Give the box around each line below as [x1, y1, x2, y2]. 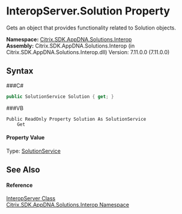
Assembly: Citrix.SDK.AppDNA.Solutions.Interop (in [6, 42, 135, 49]
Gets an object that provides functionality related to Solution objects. [6, 24, 176, 31]
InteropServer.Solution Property [6, 4, 170, 18]
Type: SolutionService [6, 147, 61, 154]
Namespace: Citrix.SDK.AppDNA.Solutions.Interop [6, 35, 132, 43]
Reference [6, 182, 33, 189]
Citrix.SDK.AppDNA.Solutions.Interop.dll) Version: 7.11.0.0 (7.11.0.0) [6, 48, 170, 55]
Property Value [6, 134, 45, 141]
